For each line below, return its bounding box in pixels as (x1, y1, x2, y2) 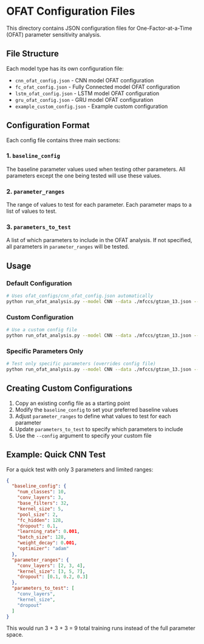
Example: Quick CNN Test (6, 449, 106, 460)
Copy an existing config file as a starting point (15, 399, 131, 407)
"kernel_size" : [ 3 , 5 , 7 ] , (17, 568, 86, 574)
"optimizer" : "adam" (17, 546, 69, 552)
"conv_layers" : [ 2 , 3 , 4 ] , (17, 562, 86, 568)
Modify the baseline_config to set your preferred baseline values (15, 406, 178, 413)
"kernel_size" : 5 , (17, 506, 64, 512)
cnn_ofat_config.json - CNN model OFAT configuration (15, 76, 154, 84)
